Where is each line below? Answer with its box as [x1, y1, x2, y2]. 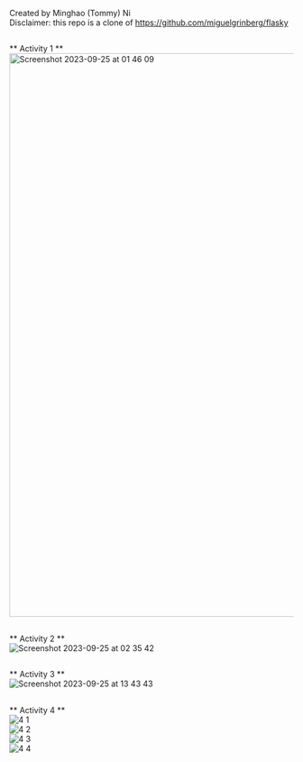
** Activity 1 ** [9, 43, 64, 54]
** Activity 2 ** [9, 633, 66, 644]
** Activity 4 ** [9, 704, 66, 715]
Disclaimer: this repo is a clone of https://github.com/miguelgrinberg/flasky [9, 17, 289, 28]
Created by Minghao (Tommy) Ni [9, 8, 131, 18]
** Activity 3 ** [9, 669, 66, 680]
